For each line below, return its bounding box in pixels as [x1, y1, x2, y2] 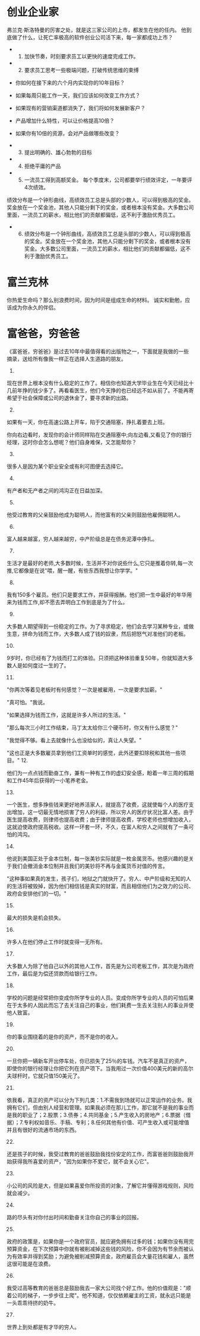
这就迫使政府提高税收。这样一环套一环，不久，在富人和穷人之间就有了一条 [7, 823, 189, 831]
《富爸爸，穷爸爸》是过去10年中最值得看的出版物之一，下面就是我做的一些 [7, 348, 189, 355]
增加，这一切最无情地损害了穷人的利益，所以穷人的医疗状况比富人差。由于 [11, 808, 194, 816]
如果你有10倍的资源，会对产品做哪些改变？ [15, 129, 120, 137]
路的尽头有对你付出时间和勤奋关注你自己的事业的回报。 [7, 1213, 142, 1220]
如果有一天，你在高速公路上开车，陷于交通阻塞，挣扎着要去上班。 [7, 418, 168, 426]
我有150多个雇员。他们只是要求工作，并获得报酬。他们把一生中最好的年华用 [7, 591, 192, 598]
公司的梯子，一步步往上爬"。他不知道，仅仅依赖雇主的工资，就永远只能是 [11, 1291, 192, 1298]
